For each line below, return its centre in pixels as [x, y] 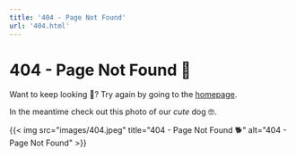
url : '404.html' [39, 26]
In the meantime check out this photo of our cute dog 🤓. [113, 112]
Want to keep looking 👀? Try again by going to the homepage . [123, 95]
